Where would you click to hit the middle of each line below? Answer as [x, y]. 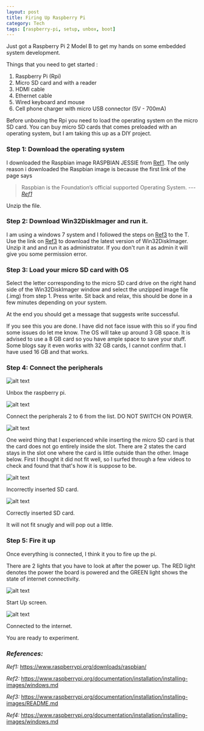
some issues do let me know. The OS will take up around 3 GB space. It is [98, 333]
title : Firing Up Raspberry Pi [46, 18]
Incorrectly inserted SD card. [43, 489]
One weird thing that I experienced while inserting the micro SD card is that [100, 440]
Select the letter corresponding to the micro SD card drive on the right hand [101, 283]
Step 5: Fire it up [31, 541]
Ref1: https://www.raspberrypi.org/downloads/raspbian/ [76, 667]
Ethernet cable [33, 96]
